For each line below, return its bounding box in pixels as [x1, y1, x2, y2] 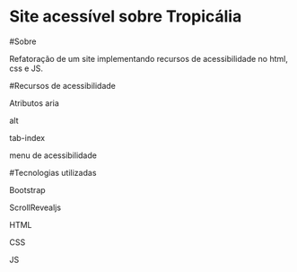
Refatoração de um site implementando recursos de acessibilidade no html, [9, 53, 289, 64]
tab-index [9, 132, 46, 143]
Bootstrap [9, 184, 47, 195]
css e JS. [9, 63, 43, 74]
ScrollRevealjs [9, 202, 61, 213]
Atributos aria [9, 97, 60, 109]
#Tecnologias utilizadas [9, 167, 97, 178]
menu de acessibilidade [9, 150, 97, 161]
